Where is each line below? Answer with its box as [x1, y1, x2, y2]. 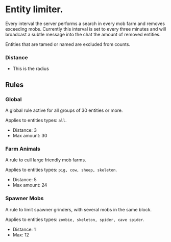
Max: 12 [12, 231, 30, 238]
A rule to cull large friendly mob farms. [5, 157, 86, 163]
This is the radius [12, 65, 50, 72]
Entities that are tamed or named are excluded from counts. [5, 41, 131, 47]
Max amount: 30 [12, 132, 47, 138]
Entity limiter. [5, 4, 63, 15]
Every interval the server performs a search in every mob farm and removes [5, 20, 165, 27]
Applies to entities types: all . [5, 117, 67, 123]
